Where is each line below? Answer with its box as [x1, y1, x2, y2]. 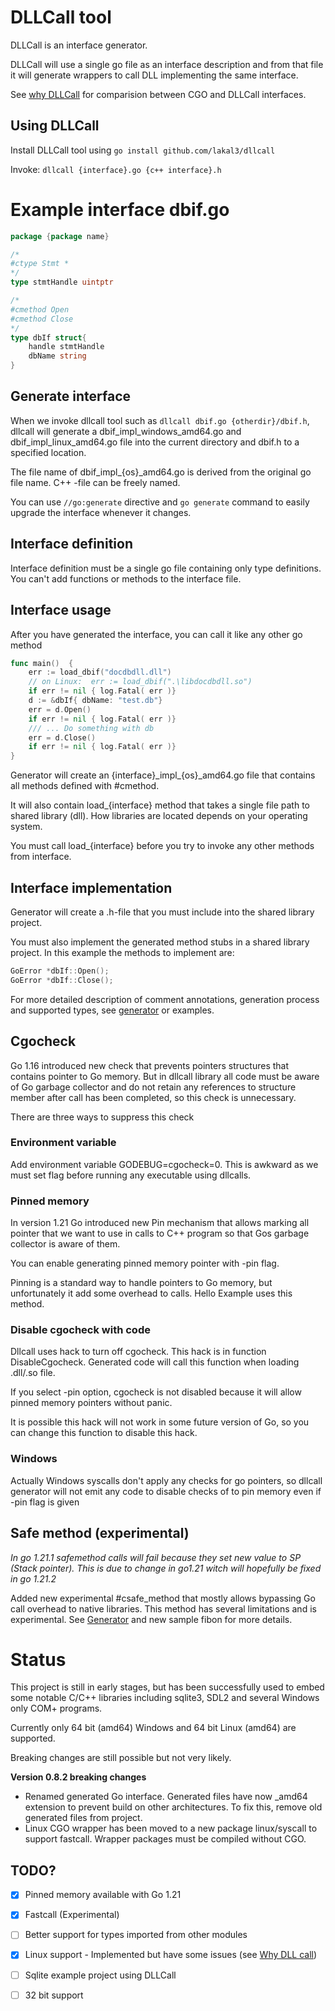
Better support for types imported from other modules [24, 1929, 248, 1941]
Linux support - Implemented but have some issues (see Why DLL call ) [24, 1949, 318, 1961]
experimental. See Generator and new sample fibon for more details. [10, 1613, 293, 1625]
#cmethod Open [10, 304, 70, 315]
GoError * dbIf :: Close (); [10, 975, 114, 985]
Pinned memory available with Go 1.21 [24, 1889, 182, 1901]
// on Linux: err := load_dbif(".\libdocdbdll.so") [28, 677, 253, 687]
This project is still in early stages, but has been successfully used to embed [10, 1681, 325, 1693]
